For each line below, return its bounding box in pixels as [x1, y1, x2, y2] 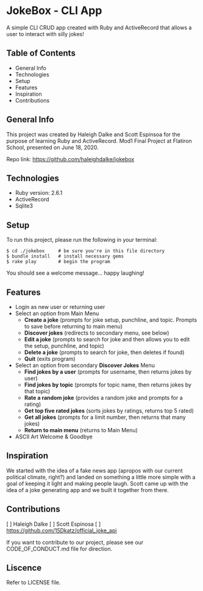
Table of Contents [6, 48, 76, 59]
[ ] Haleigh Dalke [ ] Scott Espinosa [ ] [6, 520, 101, 528]
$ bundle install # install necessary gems [6, 253, 124, 259]
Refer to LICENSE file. [6, 579, 61, 586]
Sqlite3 [15, 202, 34, 209]
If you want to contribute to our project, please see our [6, 538, 144, 546]
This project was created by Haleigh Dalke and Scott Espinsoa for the [6, 131, 181, 138]
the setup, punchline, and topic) [24, 343, 105, 349]
